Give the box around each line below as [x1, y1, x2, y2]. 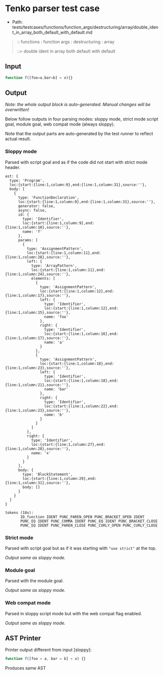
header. [5, 164, 20, 170]
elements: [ [31, 276, 55, 281]
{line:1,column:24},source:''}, [5, 272, 71, 276]
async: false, [18, 208, 47, 213]
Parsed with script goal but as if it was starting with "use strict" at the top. [5, 546, 157, 551]
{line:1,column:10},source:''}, [5, 225, 71, 230]
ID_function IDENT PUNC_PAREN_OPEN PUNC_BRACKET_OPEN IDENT [20, 514, 145, 519]
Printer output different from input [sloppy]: [5, 647, 91, 653]
